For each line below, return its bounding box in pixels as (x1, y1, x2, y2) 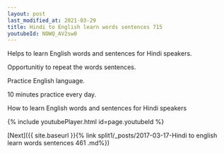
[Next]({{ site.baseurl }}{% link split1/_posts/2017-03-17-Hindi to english (7, 131, 218, 140)
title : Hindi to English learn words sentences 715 (7, 23, 163, 30)
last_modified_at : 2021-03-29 (7, 17, 97, 24)
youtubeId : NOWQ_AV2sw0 (7, 30, 78, 37)
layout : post (7, 10, 46, 18)
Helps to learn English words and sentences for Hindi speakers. (7, 49, 192, 58)
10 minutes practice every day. (7, 90, 97, 99)
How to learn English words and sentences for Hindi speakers (7, 104, 187, 113)
